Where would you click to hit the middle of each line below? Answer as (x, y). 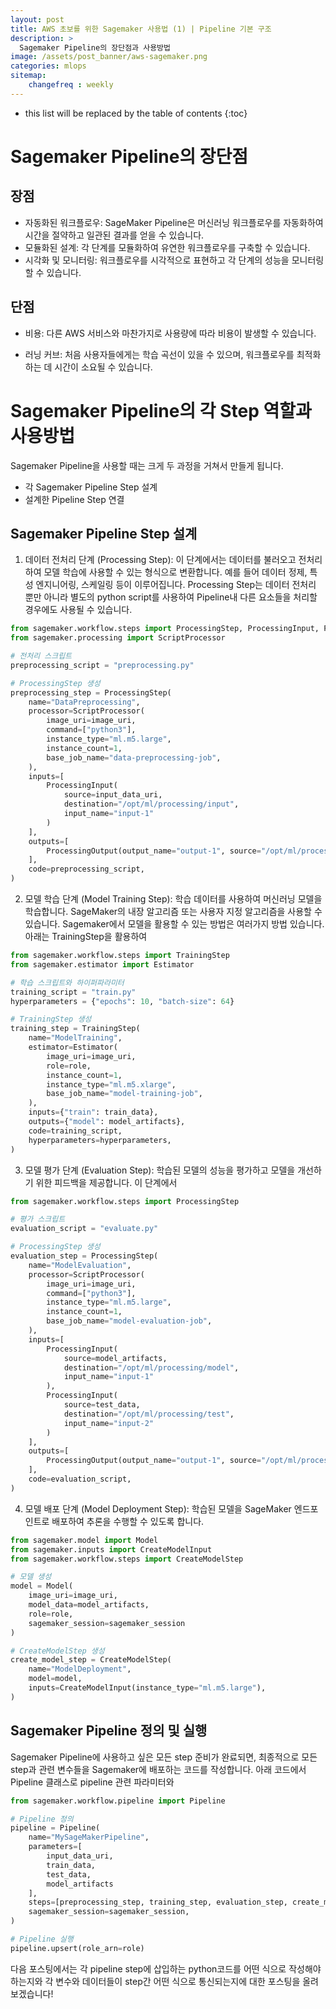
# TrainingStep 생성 (51, 1019)
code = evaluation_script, (80, 1479)
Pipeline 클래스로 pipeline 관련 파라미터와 (92, 1782)
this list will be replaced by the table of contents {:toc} (136, 113)
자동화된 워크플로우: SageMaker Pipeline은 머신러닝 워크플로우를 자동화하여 (174, 222)
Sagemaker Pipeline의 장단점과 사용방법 (95, 47)
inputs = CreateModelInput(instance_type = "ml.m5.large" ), (147, 1688)
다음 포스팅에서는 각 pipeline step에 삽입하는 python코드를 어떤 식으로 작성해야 (166, 1968)
